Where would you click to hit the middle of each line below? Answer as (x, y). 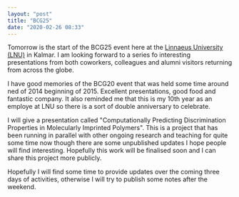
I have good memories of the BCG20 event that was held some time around (118, 84)
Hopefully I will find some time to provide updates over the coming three (113, 172)
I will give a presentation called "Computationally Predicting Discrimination (117, 120)
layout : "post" (30, 14)
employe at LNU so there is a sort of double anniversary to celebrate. (109, 107)
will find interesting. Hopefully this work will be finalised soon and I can (112, 151)
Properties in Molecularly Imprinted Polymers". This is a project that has (113, 128)
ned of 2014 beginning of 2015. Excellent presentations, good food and (112, 91)
